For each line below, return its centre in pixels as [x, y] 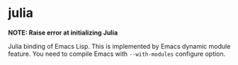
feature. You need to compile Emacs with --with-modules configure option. [117, 54]
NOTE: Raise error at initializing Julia [63, 32]
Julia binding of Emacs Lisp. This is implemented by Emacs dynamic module [119, 46]
